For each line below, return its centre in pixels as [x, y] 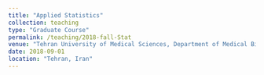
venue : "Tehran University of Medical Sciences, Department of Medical [128, 45]
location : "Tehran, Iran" [50, 59]
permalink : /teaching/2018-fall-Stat [70, 37]
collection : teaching [44, 23]
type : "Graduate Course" [49, 30]
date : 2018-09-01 [37, 52]
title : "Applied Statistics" [56, 15]
